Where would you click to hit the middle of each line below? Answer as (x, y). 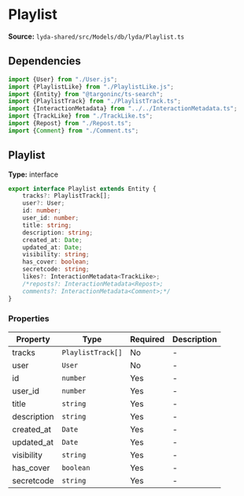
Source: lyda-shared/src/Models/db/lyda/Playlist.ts (96, 36)
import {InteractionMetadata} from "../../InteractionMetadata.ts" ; (123, 109)
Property (33, 339)
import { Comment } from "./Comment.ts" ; (74, 131)
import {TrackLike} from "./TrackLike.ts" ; (81, 116)
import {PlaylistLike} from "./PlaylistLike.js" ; (91, 87)
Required (147, 339)
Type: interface (33, 174)
